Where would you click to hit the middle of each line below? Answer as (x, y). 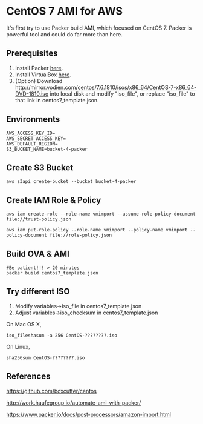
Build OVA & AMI (38, 253)
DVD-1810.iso (32, 94)
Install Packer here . (39, 68)
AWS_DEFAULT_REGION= (32, 144)
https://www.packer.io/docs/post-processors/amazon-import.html (89, 414)
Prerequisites (32, 54)
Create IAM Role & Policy (54, 200)
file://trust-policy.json (39, 219)
